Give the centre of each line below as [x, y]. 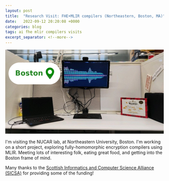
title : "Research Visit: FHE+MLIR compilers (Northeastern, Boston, [80, 16]
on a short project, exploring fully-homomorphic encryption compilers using [84, 147]
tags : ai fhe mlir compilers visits [44, 32]
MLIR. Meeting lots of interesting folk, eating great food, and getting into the [84, 153]
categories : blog [23, 27]
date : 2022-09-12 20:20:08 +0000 [43, 21]
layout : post [19, 11]
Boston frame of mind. [28, 158]
